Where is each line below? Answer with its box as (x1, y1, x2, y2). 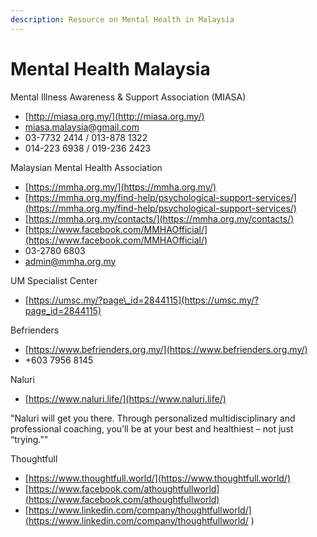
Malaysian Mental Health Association (10, 161, 163, 173)
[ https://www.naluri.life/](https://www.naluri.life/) (24, 392, 227, 405)
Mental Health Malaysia (10, 57, 211, 80)
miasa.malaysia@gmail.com (24, 121, 140, 133)
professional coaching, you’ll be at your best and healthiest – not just (10, 422, 294, 435)
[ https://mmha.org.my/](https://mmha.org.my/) (24, 181, 217, 193)
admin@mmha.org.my (24, 255, 117, 267)
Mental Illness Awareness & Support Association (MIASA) (10, 91, 247, 103)
